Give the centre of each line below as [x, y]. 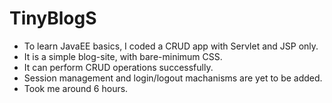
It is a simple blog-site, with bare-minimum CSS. [123, 56]
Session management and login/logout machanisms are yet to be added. [173, 78]
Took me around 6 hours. [76, 88]
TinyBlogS [53, 18]
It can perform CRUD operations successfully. [118, 67]
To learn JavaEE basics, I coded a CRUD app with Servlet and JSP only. [171, 46]
